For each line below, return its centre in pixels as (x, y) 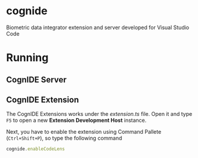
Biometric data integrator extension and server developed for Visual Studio (98, 27)
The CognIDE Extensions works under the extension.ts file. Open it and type (99, 114)
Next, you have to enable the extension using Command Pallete (84, 132)
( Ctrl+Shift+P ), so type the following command (64, 138)
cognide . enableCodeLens (36, 149)
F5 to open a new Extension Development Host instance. (76, 121)
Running (27, 58)
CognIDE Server (36, 79)
